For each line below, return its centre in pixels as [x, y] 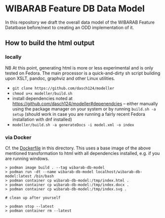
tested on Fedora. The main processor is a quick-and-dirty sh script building [83, 73]
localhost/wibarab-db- [119, 172]
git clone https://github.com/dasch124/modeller [63, 88]
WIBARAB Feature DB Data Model [75, 9]
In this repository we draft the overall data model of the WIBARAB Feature [80, 22]
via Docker [18, 137]
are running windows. [27, 158]
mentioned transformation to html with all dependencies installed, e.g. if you [82, 153]
